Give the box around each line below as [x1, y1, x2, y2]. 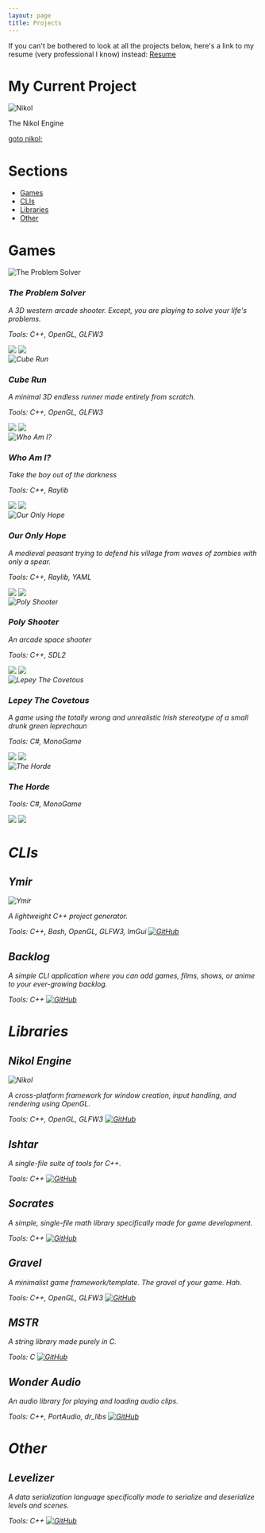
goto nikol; [8, 134, 43, 144]
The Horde [8, 782, 50, 793]
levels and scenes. [8, 1500, 70, 1510]
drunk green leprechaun [8, 721, 87, 731]
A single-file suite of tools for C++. [8, 1159, 121, 1168]
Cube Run [8, 374, 48, 385]
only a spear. [8, 557, 52, 566]
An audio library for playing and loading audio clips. [8, 1396, 179, 1406]
